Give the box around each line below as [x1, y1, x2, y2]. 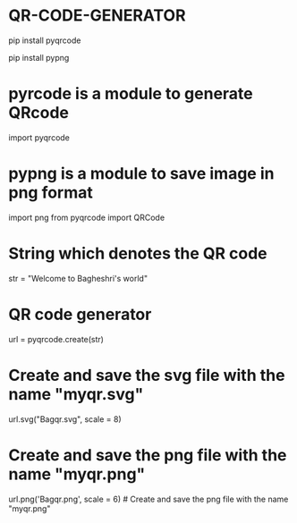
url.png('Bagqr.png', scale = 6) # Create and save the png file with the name [8, 493, 289, 504]
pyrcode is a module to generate [8, 84, 254, 104]
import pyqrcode [8, 131, 71, 143]
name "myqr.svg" [8, 384, 144, 404]
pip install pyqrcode [8, 35, 81, 46]
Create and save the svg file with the [8, 365, 285, 385]
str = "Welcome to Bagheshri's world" [8, 273, 148, 283]
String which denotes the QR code [8, 243, 267, 264]
